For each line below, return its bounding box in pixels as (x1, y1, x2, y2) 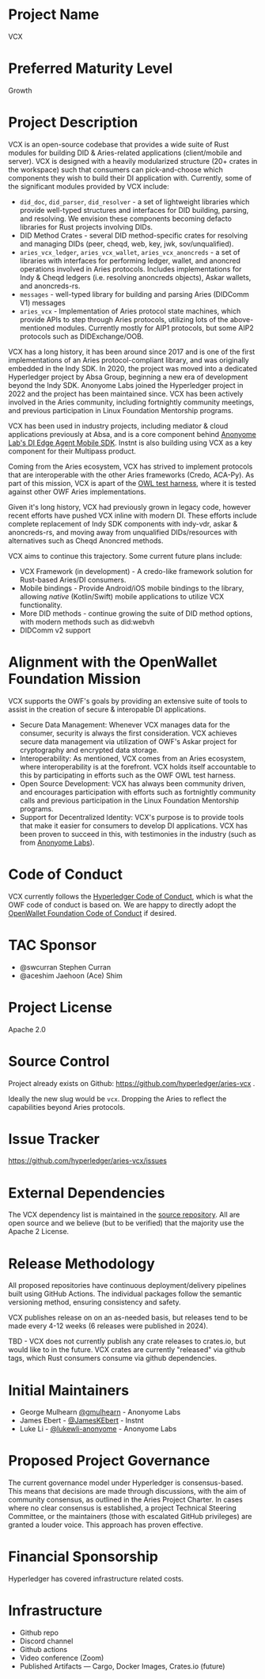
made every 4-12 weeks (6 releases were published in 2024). (8, 1321, 208, 1331)
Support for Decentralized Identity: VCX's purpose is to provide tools (19, 812, 244, 822)
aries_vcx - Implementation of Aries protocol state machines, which (19, 306, 241, 316)
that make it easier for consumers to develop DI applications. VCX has (19, 821, 248, 830)
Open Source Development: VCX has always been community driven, (19, 778, 246, 788)
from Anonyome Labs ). (19, 838, 95, 847)
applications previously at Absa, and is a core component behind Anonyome (8, 429, 257, 439)
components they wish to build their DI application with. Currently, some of (8, 173, 252, 183)
